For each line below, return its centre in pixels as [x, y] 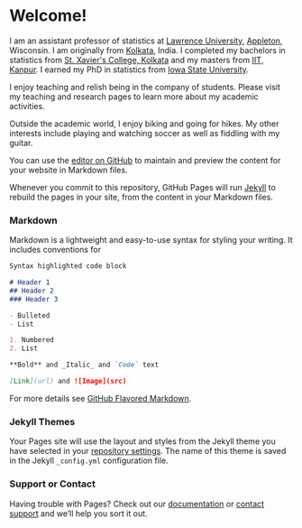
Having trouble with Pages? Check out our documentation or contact [137, 504]
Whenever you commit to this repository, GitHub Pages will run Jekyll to [143, 187]
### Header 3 [34, 299]
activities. [27, 106]
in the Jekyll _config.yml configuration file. [89, 460]
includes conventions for [55, 250]
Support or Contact [53, 484]
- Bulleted [30, 315]
